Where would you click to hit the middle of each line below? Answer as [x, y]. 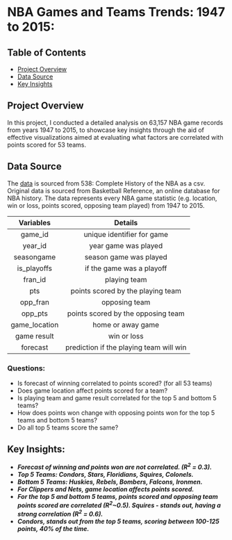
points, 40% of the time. [53, 528]
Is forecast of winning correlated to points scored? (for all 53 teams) [115, 383]
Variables [34, 222]
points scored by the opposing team [126, 313]
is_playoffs [35, 268]
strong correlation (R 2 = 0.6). [60, 513]
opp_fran [35, 302]
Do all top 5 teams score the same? [68, 427]
